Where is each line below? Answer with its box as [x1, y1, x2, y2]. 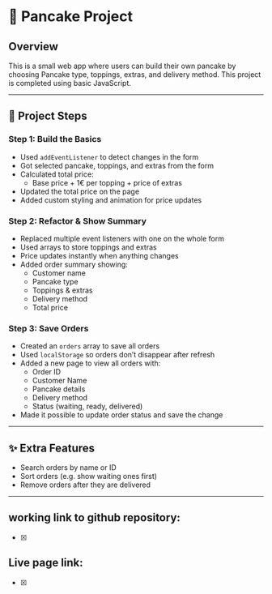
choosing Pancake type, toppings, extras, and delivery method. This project [8, 70, 261, 79]
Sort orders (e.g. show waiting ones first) [19, 472, 158, 481]
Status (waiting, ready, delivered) [32, 401, 143, 412]
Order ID [32, 367, 62, 377]
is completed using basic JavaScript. [8, 79, 132, 88]
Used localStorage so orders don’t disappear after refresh [19, 350, 215, 360]
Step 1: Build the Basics [8, 134, 102, 145]
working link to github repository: [8, 511, 181, 525]
